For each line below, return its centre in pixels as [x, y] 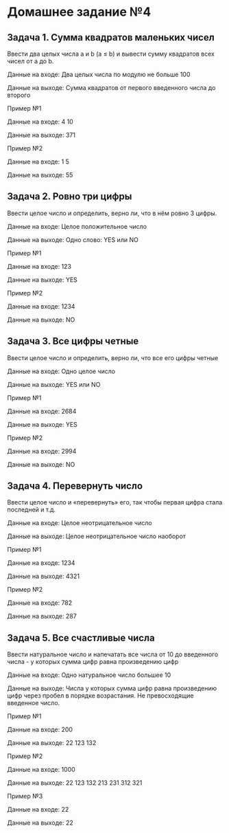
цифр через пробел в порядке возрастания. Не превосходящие [100, 696]
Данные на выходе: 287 [42, 617]
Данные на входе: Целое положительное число [77, 226]
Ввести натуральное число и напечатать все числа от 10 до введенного [113, 654]
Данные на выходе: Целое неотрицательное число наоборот [97, 536]
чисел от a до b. [31, 61]
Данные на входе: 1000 [41, 770]
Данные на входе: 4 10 [40, 122]
